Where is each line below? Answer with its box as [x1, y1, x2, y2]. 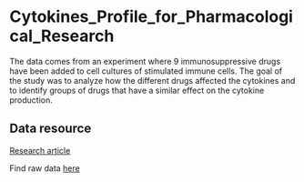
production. [9, 94, 53, 106]
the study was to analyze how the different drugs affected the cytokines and [9, 75, 296, 86]
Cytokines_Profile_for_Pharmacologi [9, 6, 294, 27]
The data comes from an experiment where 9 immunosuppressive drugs [9, 56, 281, 66]
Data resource [9, 121, 92, 136]
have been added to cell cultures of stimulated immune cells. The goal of [9, 66, 283, 76]
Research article [9, 145, 71, 156]
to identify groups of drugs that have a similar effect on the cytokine [9, 85, 265, 96]
